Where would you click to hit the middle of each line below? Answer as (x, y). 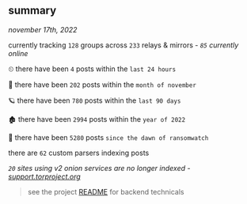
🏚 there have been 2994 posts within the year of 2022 (97, 119)
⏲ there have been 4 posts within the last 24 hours (92, 69)
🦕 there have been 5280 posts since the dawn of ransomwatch (108, 137)
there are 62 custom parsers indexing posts (79, 153)
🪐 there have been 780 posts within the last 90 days (95, 100)
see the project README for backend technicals (106, 191)
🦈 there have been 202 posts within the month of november (102, 85)
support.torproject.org (44, 176)
